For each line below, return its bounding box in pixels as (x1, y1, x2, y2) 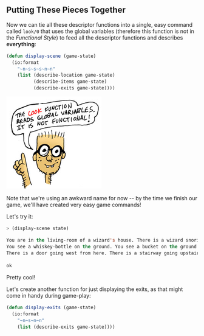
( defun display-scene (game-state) (6, 53, 97, 59)
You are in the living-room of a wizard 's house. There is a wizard (6, 237, 183, 243)
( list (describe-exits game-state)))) (17, 324, 115, 330)
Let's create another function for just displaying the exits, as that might (6, 285, 183, 293)
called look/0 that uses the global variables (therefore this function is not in (6, 27, 194, 35)
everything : (6, 40, 36, 47)
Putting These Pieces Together (6, 5, 126, 15)
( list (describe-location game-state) (17, 72, 115, 79)
